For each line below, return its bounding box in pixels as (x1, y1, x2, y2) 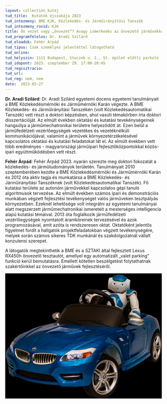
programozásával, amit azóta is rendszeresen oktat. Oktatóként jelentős (5, 222, 152, 228)
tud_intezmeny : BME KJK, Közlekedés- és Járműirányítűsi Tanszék (5, 18, 143, 23)
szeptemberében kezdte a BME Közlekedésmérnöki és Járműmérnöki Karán (5, 169, 161, 175)
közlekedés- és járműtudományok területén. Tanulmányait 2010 (5, 163, 135, 169)
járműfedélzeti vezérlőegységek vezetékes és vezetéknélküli (5, 128, 130, 134)
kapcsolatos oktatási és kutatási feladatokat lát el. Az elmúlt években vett (5, 138, 155, 144)
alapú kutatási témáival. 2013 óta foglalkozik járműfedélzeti (5, 211, 126, 217)
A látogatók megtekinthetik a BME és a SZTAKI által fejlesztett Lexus (5, 247, 145, 254)
